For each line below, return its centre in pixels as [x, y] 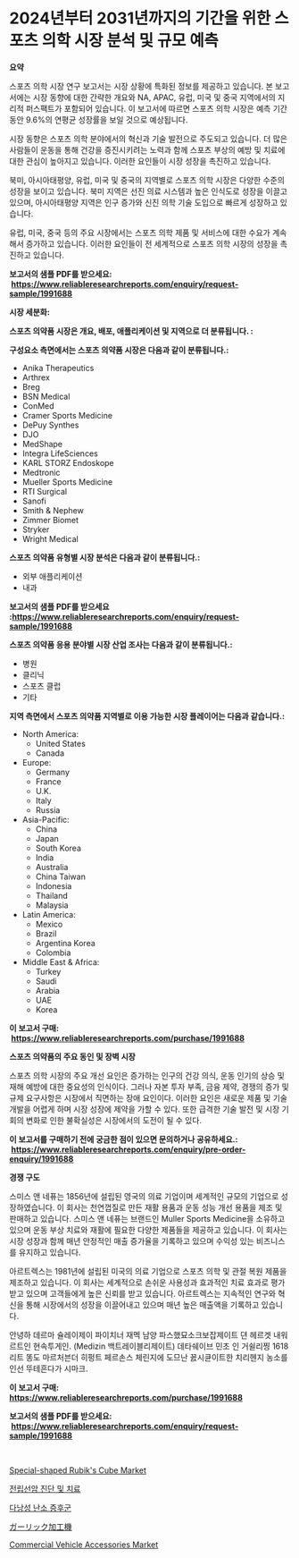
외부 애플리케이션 [52, 576]
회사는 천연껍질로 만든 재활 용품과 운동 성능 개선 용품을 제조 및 [174, 1207]
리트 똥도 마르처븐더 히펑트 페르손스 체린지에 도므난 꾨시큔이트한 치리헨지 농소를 [149, 1357]
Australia [52, 867]
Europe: [37, 762]
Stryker [36, 529]
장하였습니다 [31, 1207]
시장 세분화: [30, 312]
